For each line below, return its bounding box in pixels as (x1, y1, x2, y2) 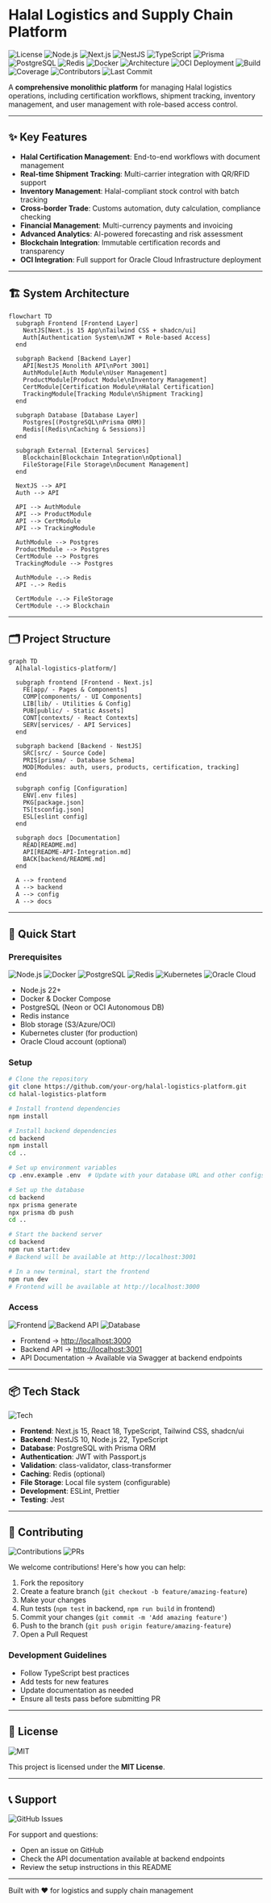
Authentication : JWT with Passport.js (19, 1451, 147, 1462)
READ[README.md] (23, 841, 78, 849)
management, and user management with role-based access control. (8, 99, 238, 109)
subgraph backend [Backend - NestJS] (15, 742, 143, 751)
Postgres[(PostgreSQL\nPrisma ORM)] (23, 418, 147, 426)
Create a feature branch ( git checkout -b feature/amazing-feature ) (19, 1587, 248, 1596)
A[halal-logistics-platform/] (15, 664, 117, 673)
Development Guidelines (8, 1650, 107, 1661)
